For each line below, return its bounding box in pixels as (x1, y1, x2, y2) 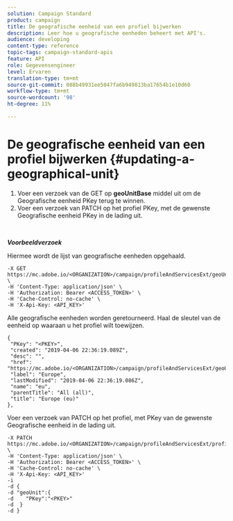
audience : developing (7, 36, 70, 43)
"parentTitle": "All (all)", (10, 389, 95, 396)
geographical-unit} (7, 166, 120, 182)
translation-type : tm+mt (7, 74, 79, 82)
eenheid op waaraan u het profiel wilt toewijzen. (7, 321, 144, 329)
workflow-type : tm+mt (7, 88, 70, 94)
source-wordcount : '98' (7, 94, 76, 101)
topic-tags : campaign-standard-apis (7, 49, 113, 56)
